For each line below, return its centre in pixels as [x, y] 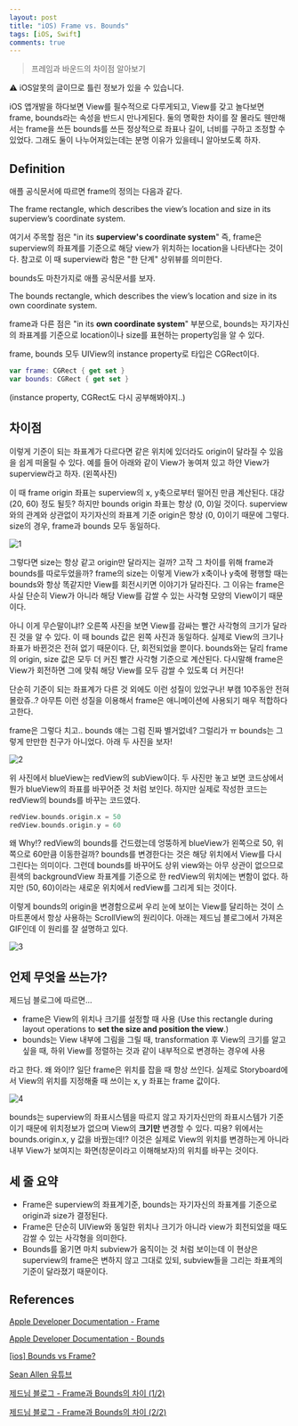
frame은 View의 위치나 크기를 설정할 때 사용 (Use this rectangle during [147, 1019]
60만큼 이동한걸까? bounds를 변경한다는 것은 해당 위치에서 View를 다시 [157, 854]
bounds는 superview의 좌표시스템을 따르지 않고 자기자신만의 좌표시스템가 [138, 1117]
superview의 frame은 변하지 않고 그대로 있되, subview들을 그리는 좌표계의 [152, 1260]
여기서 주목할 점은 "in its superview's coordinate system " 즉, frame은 [136, 237]
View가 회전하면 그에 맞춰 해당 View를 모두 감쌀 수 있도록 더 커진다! [127, 670]
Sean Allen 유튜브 [41, 1374]
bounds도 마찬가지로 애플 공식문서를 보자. [82, 278]
